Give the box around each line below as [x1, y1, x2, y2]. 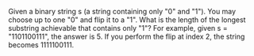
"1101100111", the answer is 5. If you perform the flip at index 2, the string [8, 32, 245, 41]
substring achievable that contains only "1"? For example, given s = [8, 24, 228, 32]
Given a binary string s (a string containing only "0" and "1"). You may [8, 7, 237, 16]
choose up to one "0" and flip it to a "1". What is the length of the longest [8, 15, 246, 24]
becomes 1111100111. [8, 40, 75, 50]
